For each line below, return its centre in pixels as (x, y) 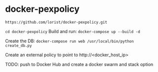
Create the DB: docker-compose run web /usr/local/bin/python (70, 41)
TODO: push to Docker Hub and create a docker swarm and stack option (79, 64)
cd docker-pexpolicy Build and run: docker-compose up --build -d (73, 31)
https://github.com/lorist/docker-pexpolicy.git (56, 22)
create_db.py (19, 45)
